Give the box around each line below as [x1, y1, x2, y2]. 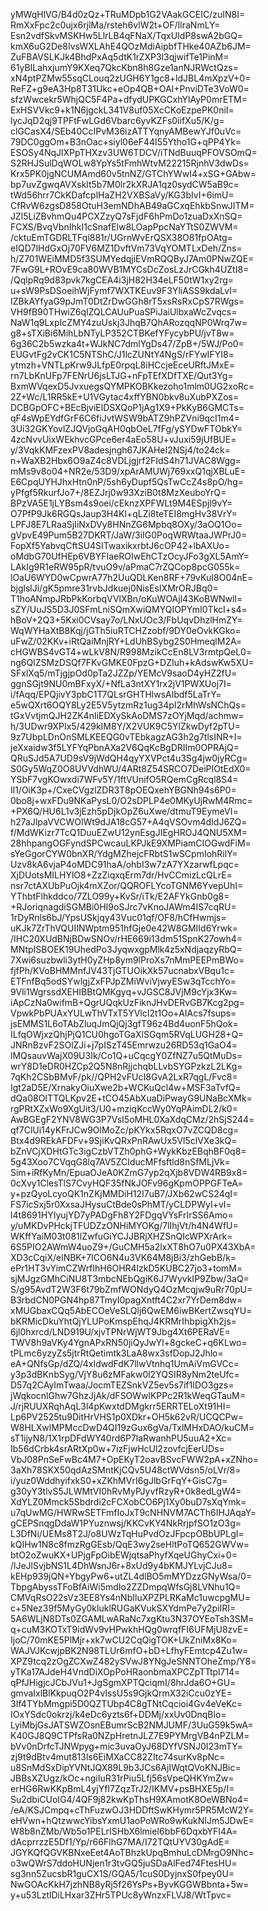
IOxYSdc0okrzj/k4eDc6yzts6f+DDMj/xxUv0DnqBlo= [10, 1709, 227, 1720]
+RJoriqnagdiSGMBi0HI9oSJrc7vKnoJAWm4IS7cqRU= [10, 901, 237, 913]
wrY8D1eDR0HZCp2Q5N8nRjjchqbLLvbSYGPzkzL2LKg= [10, 1060, 243, 1072]
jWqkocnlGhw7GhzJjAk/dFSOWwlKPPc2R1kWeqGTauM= [10, 1390, 247, 1401]
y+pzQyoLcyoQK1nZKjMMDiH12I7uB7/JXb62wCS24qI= [10, 1188, 239, 1199]
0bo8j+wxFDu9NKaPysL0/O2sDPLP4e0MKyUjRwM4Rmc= [10, 795, 253, 806]
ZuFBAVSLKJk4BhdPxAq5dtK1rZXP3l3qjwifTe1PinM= [10, 51, 230, 63]
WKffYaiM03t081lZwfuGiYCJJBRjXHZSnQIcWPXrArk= [10, 1230, 233, 1242]
